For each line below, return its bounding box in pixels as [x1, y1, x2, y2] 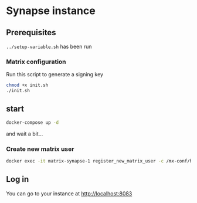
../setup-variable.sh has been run [6, 43, 92, 50]
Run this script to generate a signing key [6, 71, 104, 78]
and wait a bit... [6, 130, 43, 137]
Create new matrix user [6, 145, 74, 153]
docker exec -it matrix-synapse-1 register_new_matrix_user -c [6, 158, 164, 164]
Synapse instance [6, 4, 96, 18]
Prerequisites [6, 28, 56, 38]
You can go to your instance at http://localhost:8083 [6, 190, 133, 197]
